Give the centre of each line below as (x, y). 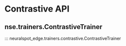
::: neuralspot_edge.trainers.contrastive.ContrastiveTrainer (63, 38)
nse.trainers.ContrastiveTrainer (54, 27)
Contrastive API (37, 9)
